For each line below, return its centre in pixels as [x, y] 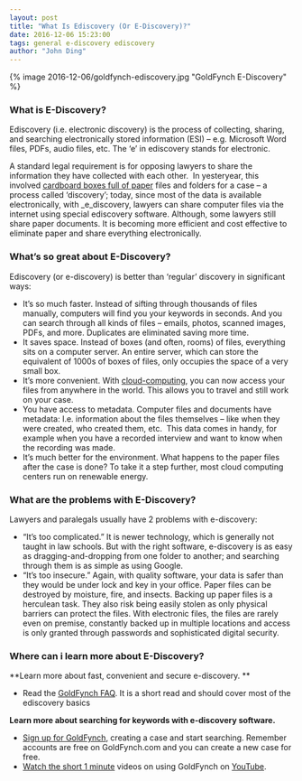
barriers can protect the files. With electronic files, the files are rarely [151, 614]
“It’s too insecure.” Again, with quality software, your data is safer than [153, 575]
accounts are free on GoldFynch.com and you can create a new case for [157, 748]
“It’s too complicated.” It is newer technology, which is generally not [148, 537]
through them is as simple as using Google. [102, 566]
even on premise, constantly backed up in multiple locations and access [156, 623]
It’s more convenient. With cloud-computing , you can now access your [154, 380]
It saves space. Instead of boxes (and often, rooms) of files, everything [154, 342]
